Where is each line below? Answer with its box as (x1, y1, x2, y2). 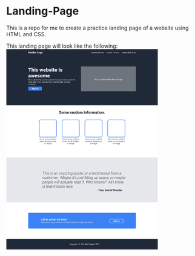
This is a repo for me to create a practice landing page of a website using (6, 24, 189, 31)
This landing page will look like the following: (6, 42, 118, 50)
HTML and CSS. (6, 30, 47, 37)
